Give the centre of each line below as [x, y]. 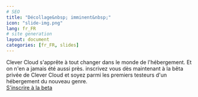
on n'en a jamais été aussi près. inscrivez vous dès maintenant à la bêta [95, 68]
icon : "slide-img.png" [34, 23]
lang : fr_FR [21, 28]
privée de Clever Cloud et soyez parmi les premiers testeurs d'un [87, 75]
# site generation [29, 34]
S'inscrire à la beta [29, 87]
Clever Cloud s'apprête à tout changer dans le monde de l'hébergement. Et [99, 62]
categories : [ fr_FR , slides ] [43, 46]
